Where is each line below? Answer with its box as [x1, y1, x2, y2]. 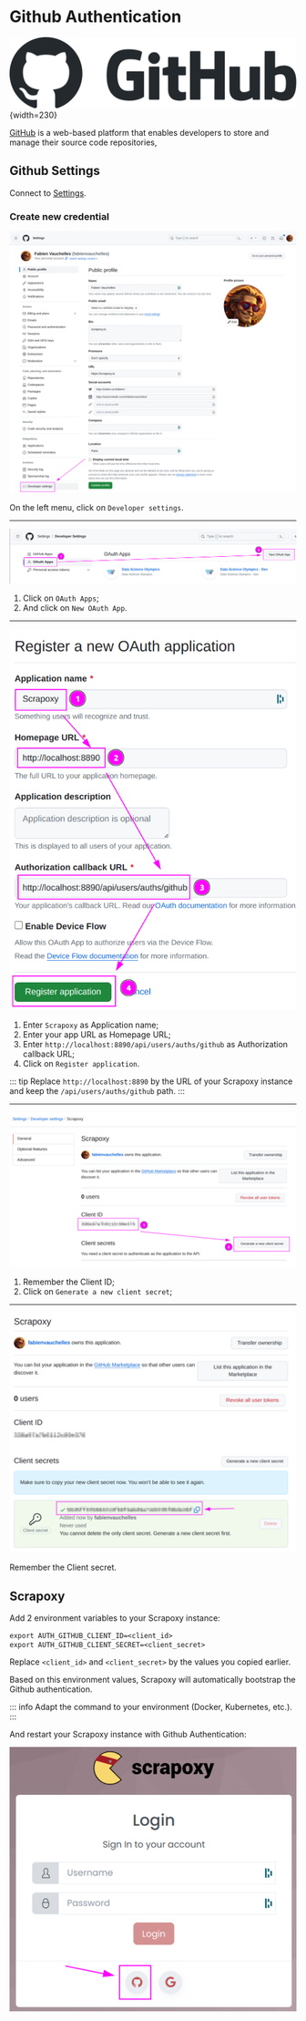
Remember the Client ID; [22, 1276, 116, 1287]
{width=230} [9, 109, 57, 120]
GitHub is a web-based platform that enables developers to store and [9, 127, 270, 138]
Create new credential [9, 210, 109, 222]
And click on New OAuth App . [22, 602, 127, 613]
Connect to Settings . [9, 187, 87, 198]
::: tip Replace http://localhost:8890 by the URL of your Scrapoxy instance [9, 1076, 293, 1087]
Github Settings [9, 163, 100, 179]
